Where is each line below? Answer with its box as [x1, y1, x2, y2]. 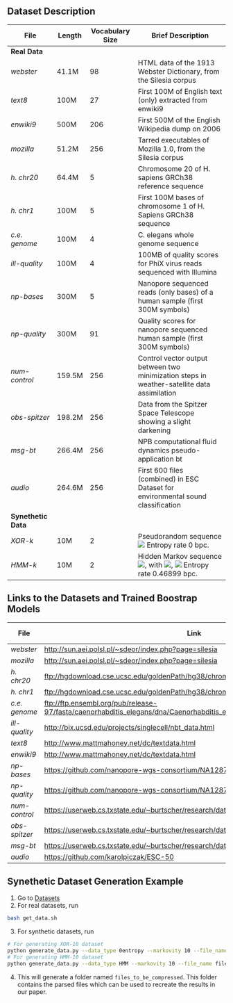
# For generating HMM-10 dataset [7, 954, 104, 961]
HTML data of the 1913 [137, 58, 215, 67]
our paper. [17, 987, 47, 996]
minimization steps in [137, 370, 207, 380]
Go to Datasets [17, 894, 60, 902]
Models [7, 603, 40, 615]
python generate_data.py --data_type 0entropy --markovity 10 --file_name [7, 947, 228, 954]
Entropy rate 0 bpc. [146, 540, 209, 550]
